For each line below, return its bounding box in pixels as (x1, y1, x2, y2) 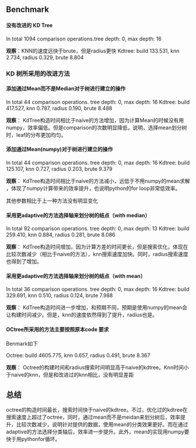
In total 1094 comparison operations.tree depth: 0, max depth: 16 (6, 35, 162, 42)
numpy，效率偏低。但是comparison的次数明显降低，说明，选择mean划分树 (6, 124, 187, 131)
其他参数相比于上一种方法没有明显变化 (6, 197, 98, 204)
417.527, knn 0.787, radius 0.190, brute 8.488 (6, 105, 113, 112)
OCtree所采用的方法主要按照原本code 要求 (6, 326, 109, 333)
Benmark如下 (6, 340, 38, 347)
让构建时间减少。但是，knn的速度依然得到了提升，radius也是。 (6, 311, 157, 318)
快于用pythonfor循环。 (6, 436, 61, 443)
